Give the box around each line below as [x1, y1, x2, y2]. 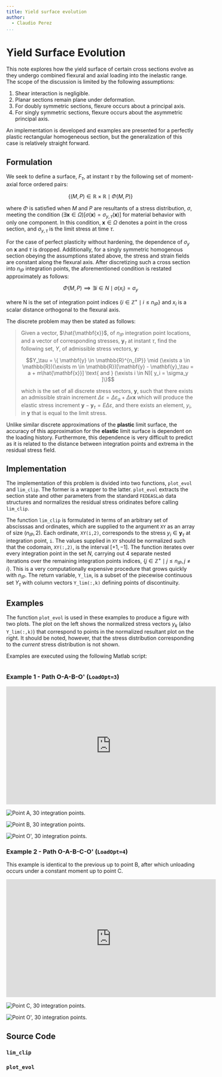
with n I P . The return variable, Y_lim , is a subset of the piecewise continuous [6, 571, 193, 580]
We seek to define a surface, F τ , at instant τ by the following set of [6, 173, 170, 181]
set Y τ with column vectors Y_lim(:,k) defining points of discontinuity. [6, 579, 180, 588]
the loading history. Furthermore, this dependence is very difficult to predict [6, 434, 193, 441]
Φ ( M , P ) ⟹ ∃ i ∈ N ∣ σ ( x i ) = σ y [62, 285, 139, 293]
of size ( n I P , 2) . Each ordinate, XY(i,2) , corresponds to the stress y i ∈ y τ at [6, 530, 191, 538]
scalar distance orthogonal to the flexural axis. [6, 306, 121, 313]
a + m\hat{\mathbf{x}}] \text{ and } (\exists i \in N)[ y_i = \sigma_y [28, 369, 188, 376]
